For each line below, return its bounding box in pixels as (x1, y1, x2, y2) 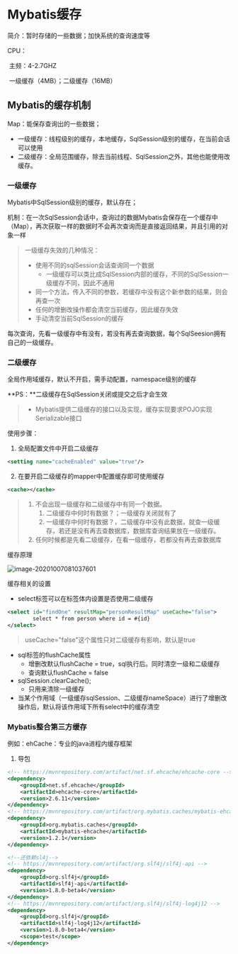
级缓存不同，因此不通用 (45, 279, 115, 287)
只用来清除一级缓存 (28, 684, 85, 693)
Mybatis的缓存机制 (7, 99, 91, 111)
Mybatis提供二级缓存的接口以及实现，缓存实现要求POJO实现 (35, 405, 212, 414)
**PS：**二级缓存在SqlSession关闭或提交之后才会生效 (7, 390, 168, 399)
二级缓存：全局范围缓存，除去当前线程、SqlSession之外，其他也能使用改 (17, 152, 230, 160)
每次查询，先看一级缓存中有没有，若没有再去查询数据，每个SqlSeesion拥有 (7, 329, 227, 338)
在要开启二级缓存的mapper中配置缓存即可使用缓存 (17, 472, 165, 481)
